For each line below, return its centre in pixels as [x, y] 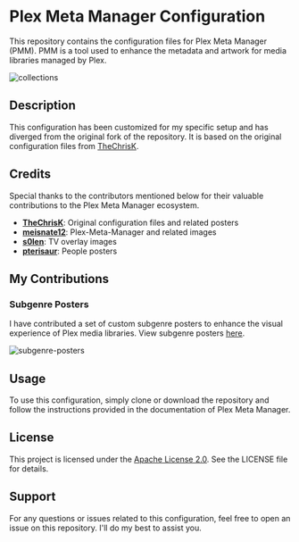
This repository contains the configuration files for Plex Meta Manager [138, 41]
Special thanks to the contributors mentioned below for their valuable [137, 196]
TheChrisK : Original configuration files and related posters [130, 222]
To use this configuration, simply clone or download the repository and [139, 400]
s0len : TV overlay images [70, 241]
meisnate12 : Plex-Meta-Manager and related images [119, 232]
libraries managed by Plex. [58, 60]
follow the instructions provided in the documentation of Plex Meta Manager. [150, 410]
